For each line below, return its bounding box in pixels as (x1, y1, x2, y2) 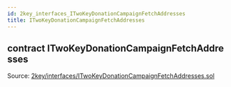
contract (7, 42, 45, 54)
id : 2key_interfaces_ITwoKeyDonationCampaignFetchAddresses (7, 10, 186, 17)
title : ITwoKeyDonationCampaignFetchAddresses (7, 17, 145, 24)
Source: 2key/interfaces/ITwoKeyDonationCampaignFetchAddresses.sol (7, 72, 215, 80)
